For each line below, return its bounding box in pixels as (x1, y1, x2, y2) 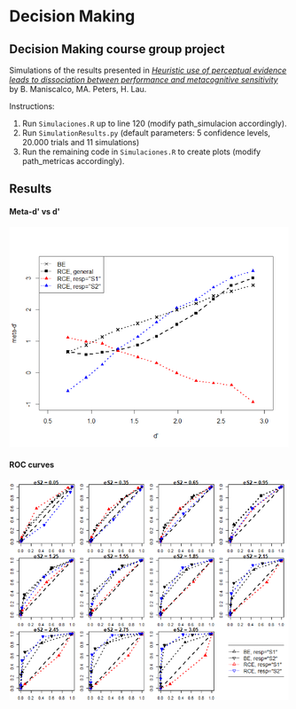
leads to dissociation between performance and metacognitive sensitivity (9, 74, 278, 85)
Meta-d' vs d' (9, 206, 60, 216)
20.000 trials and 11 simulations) (21, 137, 140, 147)
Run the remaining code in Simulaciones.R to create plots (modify (21, 146, 261, 157)
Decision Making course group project (9, 42, 226, 57)
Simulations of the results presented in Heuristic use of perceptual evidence (9, 65, 287, 75)
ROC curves (9, 459, 55, 470)
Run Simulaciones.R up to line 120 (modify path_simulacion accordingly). (21, 118, 287, 129)
